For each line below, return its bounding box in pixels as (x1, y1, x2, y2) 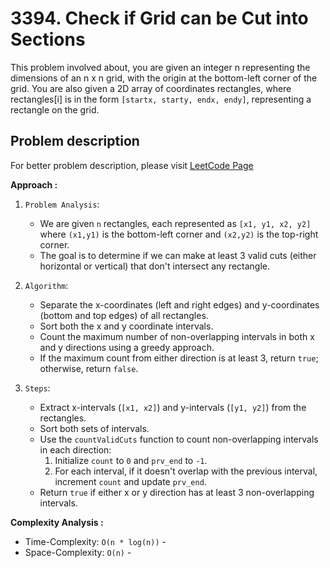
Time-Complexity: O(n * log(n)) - (24, 535, 167, 547)
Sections (10, 28, 86, 51)
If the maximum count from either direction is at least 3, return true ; (39, 352, 319, 364)
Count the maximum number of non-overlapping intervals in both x (39, 330, 315, 342)
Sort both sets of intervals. (39, 422, 150, 434)
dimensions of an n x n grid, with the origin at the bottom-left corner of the (10, 72, 318, 84)
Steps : (24, 382, 51, 394)
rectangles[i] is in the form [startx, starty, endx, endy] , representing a (10, 93, 312, 105)
